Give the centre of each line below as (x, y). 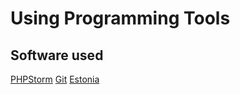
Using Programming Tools (120, 18)
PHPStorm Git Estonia (55, 79)
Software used (57, 55)
